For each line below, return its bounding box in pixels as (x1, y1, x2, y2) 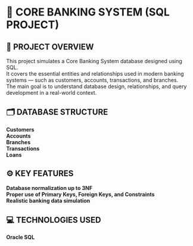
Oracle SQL (6, 233, 35, 241)
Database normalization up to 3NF (6, 184, 93, 191)
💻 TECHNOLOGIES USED (6, 215, 101, 225)
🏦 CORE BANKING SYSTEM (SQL (6, 5, 170, 19)
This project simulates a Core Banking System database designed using (6, 58, 183, 64)
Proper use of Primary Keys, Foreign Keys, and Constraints (6, 191, 155, 198)
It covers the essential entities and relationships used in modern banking (6, 70, 184, 77)
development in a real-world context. (6, 89, 97, 96)
